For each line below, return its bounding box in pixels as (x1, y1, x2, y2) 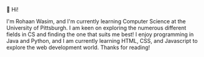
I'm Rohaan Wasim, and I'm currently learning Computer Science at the (6, 18, 186, 25)
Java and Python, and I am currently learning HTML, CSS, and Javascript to (6, 37, 198, 44)
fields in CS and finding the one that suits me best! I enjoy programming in (6, 31, 194, 38)
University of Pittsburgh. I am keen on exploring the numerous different (6, 25, 186, 31)
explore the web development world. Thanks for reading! (6, 44, 151, 51)
